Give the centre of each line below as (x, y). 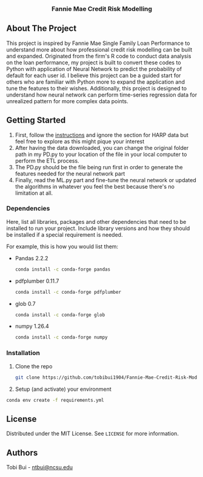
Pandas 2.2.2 (32, 258)
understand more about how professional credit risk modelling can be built (99, 49)
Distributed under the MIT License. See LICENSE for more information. (92, 434)
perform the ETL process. (47, 161)
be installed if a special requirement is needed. (65, 234)
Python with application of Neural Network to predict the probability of (94, 69)
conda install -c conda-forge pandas (63, 269)
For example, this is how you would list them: (62, 246)
